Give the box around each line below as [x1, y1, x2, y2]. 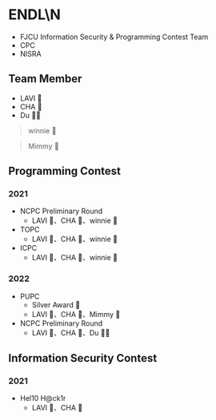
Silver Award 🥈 [31, 299, 81, 309]
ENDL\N [8, 6, 62, 24]
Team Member [8, 72, 82, 85]
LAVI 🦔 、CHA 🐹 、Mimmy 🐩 [31, 309, 121, 319]
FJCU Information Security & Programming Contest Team [19, 32, 209, 42]
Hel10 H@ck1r [19, 394, 66, 403]
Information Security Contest [8, 351, 158, 365]
